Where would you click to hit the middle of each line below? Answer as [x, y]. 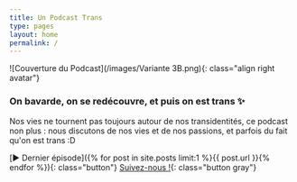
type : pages [32, 26]
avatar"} [25, 78]
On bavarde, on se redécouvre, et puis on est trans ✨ [127, 102]
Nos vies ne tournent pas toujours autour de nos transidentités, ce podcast [149, 121]
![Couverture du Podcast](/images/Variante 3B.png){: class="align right [142, 68]
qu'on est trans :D [42, 140]
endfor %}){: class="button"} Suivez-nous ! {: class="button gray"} [133, 167]
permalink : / [34, 43]
